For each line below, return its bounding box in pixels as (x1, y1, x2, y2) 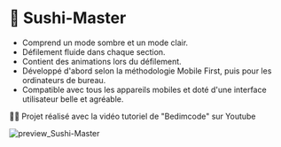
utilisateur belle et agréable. (21, 93, 124, 104)
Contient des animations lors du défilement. (21, 56, 182, 66)
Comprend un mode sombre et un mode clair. (21, 37, 189, 48)
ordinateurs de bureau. (21, 74, 106, 85)
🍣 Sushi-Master (9, 8, 127, 28)
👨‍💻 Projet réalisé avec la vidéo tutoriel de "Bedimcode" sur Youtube (9, 111, 256, 121)
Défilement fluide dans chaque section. (21, 46, 166, 57)
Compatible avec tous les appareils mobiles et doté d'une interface (21, 84, 268, 95)
